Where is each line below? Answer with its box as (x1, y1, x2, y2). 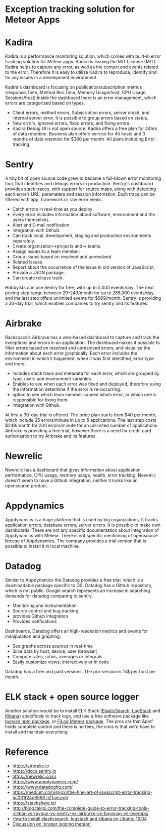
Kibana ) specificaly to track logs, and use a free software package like (5, 713, 149, 719)
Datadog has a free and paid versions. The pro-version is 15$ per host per (5, 668, 157, 674)
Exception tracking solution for (5, 3, 135, 15)
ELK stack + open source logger (5, 691, 139, 703)
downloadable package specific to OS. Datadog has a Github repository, (5, 582, 153, 588)
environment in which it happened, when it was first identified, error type (5, 356, 154, 361)
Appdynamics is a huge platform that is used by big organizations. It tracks (5, 516, 158, 522)
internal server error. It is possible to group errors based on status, (12, 115, 149, 121)
